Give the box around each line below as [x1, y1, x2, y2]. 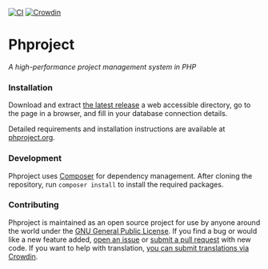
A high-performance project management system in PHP [8, 62, 197, 71]
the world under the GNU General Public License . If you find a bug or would [8, 226, 258, 235]
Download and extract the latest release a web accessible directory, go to [8, 100, 251, 110]
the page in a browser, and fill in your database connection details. [8, 109, 228, 118]
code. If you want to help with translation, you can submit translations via [8, 243, 250, 252]
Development [8, 153, 62, 164]
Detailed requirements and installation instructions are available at [8, 124, 226, 134]
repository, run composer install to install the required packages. [8, 179, 224, 189]
